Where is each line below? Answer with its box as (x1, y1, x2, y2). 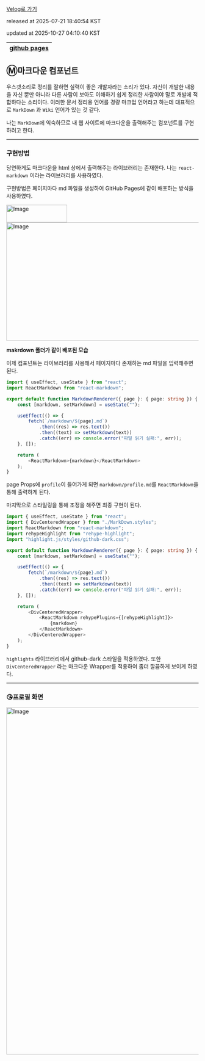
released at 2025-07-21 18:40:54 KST (6, 18, 101, 24)
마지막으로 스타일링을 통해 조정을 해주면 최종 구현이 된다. (6, 501, 142, 509)
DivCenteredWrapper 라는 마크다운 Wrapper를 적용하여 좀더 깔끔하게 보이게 (6, 662, 187, 670)
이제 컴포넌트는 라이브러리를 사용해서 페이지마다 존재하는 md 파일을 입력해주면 (6, 360, 194, 367)
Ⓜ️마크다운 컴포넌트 (6, 66, 79, 76)
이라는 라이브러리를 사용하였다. (29, 172, 104, 179)
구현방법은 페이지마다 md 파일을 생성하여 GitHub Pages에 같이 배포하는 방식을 (6, 185, 194, 192)
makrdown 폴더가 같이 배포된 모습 (6, 347, 88, 354)
